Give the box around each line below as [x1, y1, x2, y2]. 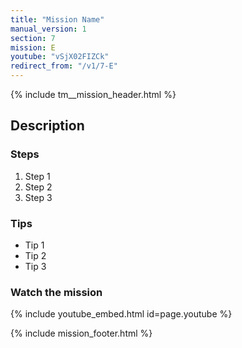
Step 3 [24, 191, 53, 203]
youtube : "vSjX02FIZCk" [10, 52, 110, 62]
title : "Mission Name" [10, 14, 105, 25]
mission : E [10, 42, 56, 53]
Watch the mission [10, 285, 103, 299]
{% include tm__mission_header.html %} [10, 89, 177, 100]
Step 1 [24, 170, 51, 182]
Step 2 [24, 181, 53, 193]
